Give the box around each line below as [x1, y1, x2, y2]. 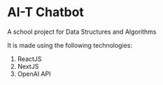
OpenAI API [17, 70, 51, 78]
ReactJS [17, 54, 42, 63]
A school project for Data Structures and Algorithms [7, 27, 157, 36]
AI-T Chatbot [7, 4, 84, 20]
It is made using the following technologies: [7, 41, 133, 49]
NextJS [17, 62, 39, 70]
